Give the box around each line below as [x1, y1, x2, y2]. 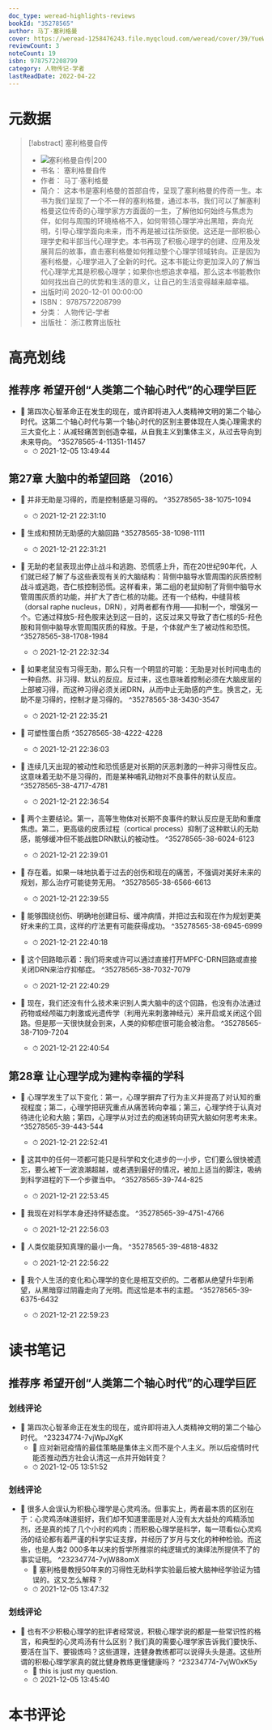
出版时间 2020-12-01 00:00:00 [40, 287, 143, 297]
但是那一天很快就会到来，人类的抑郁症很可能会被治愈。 [34, 1019, 219, 1028]
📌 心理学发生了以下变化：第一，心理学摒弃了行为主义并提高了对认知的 [19, 1092, 254, 1102]
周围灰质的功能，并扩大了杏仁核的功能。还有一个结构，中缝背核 [27, 592, 240, 602]
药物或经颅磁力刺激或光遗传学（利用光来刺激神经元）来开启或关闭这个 [19, 1008, 255, 1018]
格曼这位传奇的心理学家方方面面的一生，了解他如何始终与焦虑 [40, 206, 247, 216]
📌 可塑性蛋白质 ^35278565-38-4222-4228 [19, 728, 164, 738]
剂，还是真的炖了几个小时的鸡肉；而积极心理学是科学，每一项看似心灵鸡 [19, 1524, 261, 1534]
